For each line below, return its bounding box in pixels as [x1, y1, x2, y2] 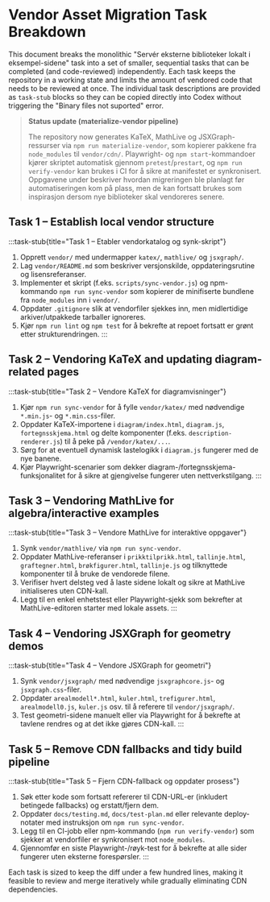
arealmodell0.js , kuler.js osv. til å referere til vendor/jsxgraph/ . [19, 702, 235, 712]
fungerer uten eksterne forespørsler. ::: [19, 852, 149, 861]
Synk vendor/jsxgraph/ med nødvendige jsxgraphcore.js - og [19, 676, 225, 686]
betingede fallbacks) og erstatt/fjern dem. [19, 801, 160, 810]
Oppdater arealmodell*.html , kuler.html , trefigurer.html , [19, 693, 216, 703]
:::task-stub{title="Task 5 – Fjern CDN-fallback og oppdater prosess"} [8, 776, 240, 786]
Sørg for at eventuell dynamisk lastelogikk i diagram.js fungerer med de [19, 445, 260, 454]
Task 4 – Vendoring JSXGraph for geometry [8, 627, 231, 640]
